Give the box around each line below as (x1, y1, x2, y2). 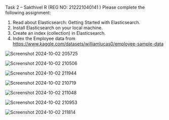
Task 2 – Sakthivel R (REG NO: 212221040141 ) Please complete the (5, 5, 145, 10)
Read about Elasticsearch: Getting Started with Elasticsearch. (12, 20, 141, 25)
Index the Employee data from (12, 35, 76, 41)
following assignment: (5, 10, 51, 16)
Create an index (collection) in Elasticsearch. (12, 30, 106, 36)
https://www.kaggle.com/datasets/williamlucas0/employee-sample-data (12, 41, 164, 47)
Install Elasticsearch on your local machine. (12, 25, 103, 31)
